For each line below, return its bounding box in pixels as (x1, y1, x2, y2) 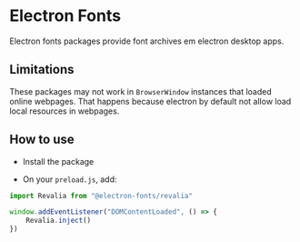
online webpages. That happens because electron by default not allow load (9, 96, 292, 106)
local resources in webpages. (9, 106, 120, 116)
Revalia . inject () (25, 216, 92, 226)
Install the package (22, 156, 95, 166)
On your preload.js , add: (22, 174, 117, 185)
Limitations (9, 62, 75, 77)
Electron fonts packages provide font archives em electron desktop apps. (9, 35, 285, 46)
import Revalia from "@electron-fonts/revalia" (9, 191, 194, 200)
